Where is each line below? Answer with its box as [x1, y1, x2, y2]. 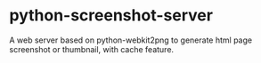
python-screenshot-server [9, 5, 214, 26]
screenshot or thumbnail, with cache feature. [9, 43, 175, 54]
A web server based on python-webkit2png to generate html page [9, 35, 252, 45]
